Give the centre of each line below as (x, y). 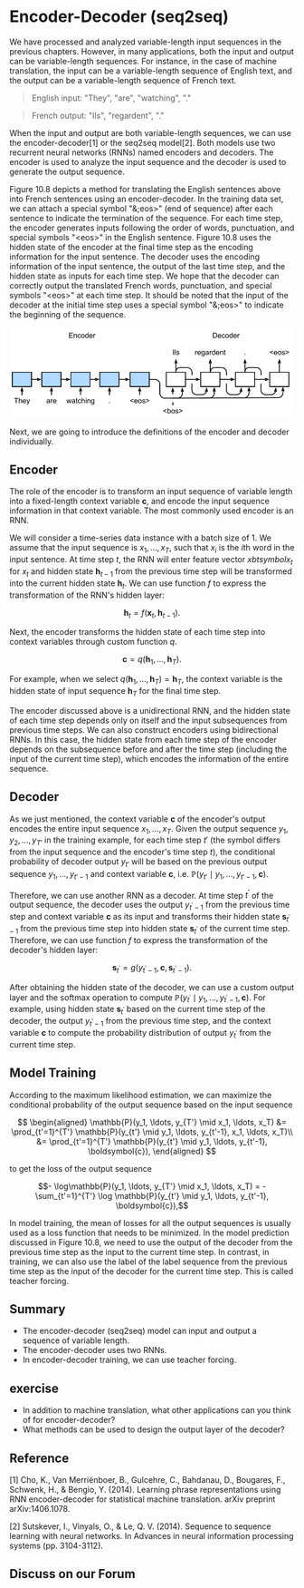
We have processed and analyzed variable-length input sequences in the (146, 42)
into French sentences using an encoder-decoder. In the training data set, (147, 199)
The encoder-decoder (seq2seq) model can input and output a (140, 1331)
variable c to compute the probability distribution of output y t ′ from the (140, 1033)
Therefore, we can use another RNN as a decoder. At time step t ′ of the (142, 894)
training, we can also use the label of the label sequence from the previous (148, 1262)
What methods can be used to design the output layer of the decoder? (153, 1429)
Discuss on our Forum (72, 1574)
